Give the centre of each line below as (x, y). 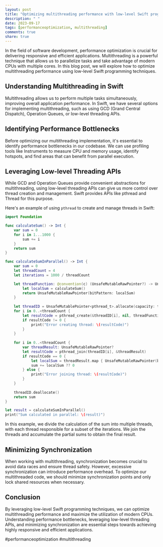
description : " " (23, 18)
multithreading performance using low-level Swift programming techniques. (81, 71)
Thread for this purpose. (29, 199)
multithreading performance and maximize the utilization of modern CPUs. (79, 514)
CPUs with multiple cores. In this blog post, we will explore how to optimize (80, 66)
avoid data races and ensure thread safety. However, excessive (68, 467)
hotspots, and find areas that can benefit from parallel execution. (70, 156)
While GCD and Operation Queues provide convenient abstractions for (75, 183)
